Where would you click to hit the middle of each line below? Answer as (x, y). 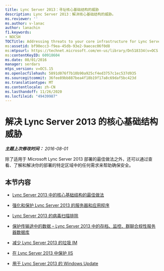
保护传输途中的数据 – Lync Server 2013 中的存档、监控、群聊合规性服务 (84, 226)
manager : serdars (23, 64)
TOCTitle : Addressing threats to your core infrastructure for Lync (76, 42)
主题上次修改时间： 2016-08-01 (37, 149)
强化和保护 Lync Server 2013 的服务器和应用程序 (61, 205)
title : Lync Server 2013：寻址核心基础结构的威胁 (52, 10)
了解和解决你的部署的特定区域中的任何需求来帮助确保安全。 (73, 165)
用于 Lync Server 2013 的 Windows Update (55, 263)
